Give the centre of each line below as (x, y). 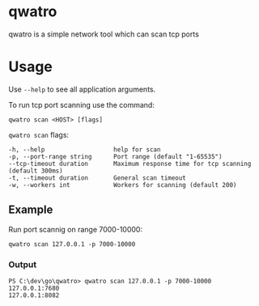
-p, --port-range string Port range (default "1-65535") (115, 156)
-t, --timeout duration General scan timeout (97, 178)
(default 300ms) (36, 171)
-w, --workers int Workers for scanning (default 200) (123, 185)
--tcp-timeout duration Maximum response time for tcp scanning (130, 164)
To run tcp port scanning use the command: (82, 104)
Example (31, 210)
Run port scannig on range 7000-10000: (76, 229)
